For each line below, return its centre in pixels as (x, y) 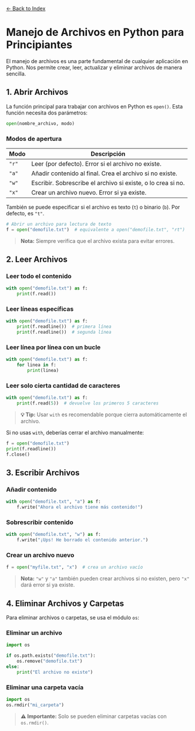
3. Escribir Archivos (43, 473)
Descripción (108, 154)
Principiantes (39, 45)
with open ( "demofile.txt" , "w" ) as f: (53, 535)
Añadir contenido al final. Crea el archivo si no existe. (104, 173)
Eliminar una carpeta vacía (45, 687)
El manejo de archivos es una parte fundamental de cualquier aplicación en (97, 61)
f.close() (18, 454)
